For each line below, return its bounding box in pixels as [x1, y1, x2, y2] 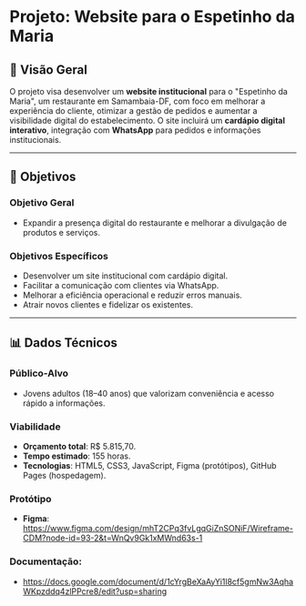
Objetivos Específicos [9, 249, 109, 262]
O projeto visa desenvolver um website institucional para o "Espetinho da [9, 86, 289, 96]
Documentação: [9, 555, 82, 568]
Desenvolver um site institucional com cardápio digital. [22, 270, 229, 281]
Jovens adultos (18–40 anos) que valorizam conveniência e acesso [22, 388, 275, 399]
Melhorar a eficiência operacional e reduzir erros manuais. [22, 289, 243, 300]
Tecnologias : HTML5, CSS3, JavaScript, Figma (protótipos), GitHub [22, 460, 277, 470]
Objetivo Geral [9, 197, 75, 209]
